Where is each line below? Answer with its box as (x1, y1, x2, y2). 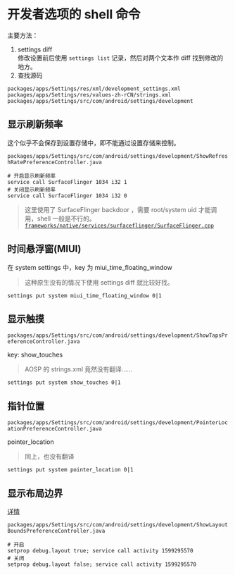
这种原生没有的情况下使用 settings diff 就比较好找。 (24, 278, 174, 286)
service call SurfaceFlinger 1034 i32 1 (7, 178, 128, 185)
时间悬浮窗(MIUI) (7, 243, 82, 255)
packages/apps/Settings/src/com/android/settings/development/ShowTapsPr (7, 332, 229, 339)
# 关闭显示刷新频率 (7, 186, 56, 193)
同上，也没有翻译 (24, 452, 75, 461)
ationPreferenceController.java (7, 426, 102, 433)
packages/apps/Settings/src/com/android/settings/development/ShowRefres (7, 152, 229, 159)
